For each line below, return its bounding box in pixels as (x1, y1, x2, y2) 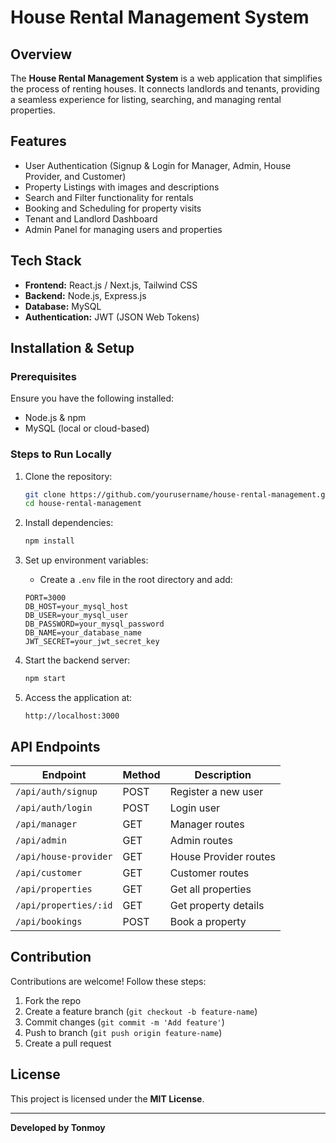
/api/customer (15, 867, 83, 878)
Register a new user (169, 784, 264, 798)
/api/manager (15, 818, 78, 830)
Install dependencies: (24, 517, 114, 529)
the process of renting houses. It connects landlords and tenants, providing (10, 83, 320, 95)
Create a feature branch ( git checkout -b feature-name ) (24, 1005, 258, 1017)
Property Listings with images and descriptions (24, 181, 220, 193)
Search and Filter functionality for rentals (24, 191, 194, 203)
